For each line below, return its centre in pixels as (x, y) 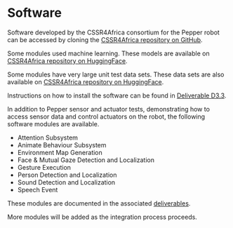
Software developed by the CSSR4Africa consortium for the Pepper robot (113, 32)
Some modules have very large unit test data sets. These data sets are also (116, 74)
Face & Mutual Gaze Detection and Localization (86, 160)
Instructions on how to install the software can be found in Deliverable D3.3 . (117, 95)
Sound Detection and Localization (66, 182)
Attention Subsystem (48, 138)
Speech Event (38, 189)
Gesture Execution (44, 167)
